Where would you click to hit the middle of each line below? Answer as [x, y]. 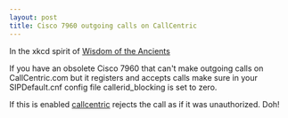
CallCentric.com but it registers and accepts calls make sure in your [134, 77]
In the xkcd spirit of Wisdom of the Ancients [90, 51]
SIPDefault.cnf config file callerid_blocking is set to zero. [113, 87]
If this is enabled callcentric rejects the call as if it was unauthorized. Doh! [144, 104]
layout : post [33, 17]
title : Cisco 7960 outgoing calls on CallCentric [103, 26]
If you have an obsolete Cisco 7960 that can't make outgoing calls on [136, 68]
